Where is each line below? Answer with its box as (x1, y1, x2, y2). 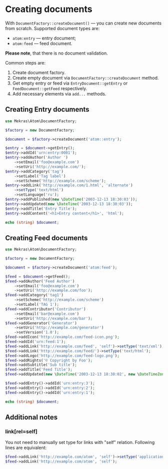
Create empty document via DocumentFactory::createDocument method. (12, 75, 159, 81)
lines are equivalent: (5, 444, 47, 451)
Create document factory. (12, 69, 66, 76)
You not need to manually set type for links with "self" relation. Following (5, 439, 155, 445)
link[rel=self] (5, 428, 37, 435)
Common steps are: (5, 60, 46, 66)
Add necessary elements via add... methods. (12, 91, 106, 97)
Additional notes (5, 413, 58, 421)
